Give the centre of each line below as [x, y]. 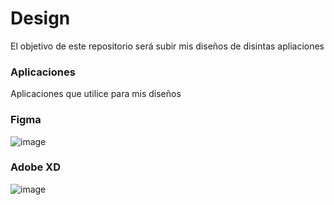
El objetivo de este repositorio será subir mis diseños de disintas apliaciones [167, 46]
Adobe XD [36, 167]
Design [40, 18]
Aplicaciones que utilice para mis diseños [96, 94]
